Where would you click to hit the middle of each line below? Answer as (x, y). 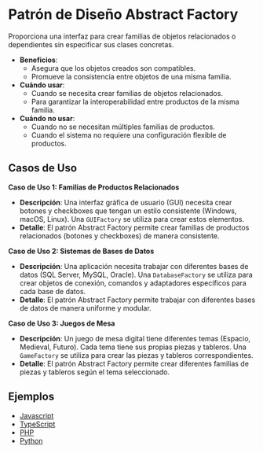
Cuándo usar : (42, 85)
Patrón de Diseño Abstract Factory (123, 15)
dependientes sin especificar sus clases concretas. (91, 44)
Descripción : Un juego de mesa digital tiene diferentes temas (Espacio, (135, 338)
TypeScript (37, 424)
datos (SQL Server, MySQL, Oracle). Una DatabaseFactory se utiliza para (136, 274)
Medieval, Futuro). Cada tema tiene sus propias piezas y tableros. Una (133, 347)
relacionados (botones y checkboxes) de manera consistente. (119, 236)
